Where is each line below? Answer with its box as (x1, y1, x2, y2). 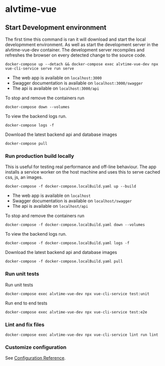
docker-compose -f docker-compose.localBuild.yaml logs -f (5, 241, 130, 246)
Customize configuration (5, 344, 67, 351)
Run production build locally (5, 152, 74, 159)
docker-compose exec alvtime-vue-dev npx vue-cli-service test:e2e (5, 309, 148, 314)
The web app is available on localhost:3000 (12, 75, 102, 80)
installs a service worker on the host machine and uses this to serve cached (5, 169, 160, 175)
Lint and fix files (5, 321, 45, 328)
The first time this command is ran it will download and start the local (5, 36, 146, 42)
